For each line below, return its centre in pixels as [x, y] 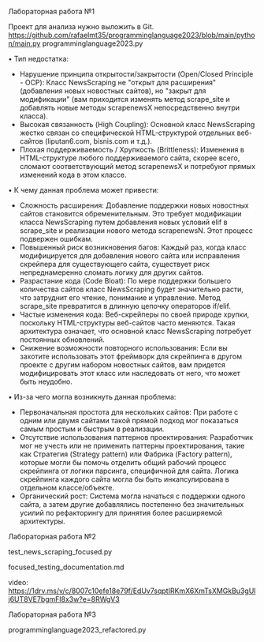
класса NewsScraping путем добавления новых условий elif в [123, 222]
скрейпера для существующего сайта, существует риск [115, 264]
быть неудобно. [46, 381]
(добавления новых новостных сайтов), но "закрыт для [113, 91]
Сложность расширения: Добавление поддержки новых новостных [134, 205]
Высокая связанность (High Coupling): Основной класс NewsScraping [137, 124]
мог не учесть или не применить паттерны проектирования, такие [132, 446]
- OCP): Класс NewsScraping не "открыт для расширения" [118, 83]
